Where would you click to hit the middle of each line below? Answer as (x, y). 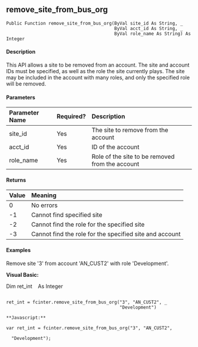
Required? (72, 116)
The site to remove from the (130, 130)
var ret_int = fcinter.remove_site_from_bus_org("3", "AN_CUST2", (89, 328)
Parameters (21, 97)
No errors (44, 205)
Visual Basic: (22, 274)
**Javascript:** (26, 317)
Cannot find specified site (67, 215)
